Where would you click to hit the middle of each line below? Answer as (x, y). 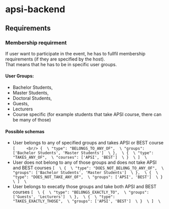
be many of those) (32, 120)
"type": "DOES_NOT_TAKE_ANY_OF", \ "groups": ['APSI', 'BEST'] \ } (88, 177)
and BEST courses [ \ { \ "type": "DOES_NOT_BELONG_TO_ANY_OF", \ (88, 168)
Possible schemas (25, 131)
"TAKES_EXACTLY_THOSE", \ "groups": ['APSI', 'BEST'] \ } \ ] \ (87, 201)
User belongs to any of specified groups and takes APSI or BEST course (88, 143)
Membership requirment (36, 43)
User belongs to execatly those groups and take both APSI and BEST (84, 187)
